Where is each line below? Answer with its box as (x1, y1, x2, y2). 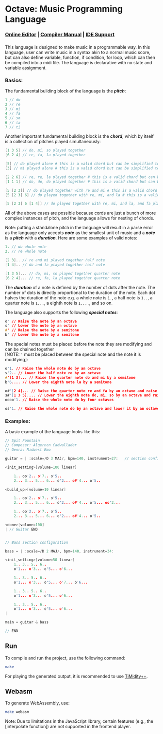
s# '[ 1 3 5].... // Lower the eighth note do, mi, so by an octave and (5, 393, 151, 398)
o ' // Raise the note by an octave (5, 319, 77, 324)
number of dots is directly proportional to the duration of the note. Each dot (5, 290, 156, 295)
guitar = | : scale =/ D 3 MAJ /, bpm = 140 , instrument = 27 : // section (5, 456, 147, 461)
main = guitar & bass (5, 620, 49, 625)
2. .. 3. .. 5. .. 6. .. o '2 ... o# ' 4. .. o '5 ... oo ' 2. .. (14, 500, 120, 505)
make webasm (5, 710, 29, 715)
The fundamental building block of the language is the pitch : (5, 88, 126, 94)
